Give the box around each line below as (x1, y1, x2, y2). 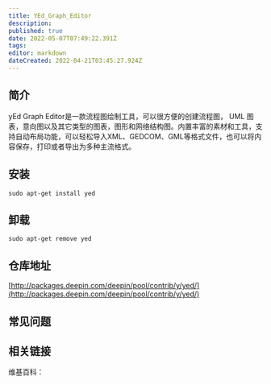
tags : (8, 42, 27, 50)
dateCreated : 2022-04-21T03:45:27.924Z (8, 57, 143, 65)
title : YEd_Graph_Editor (8, 11, 92, 20)
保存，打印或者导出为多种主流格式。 (15, 142, 135, 151)
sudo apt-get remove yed (8, 235, 92, 243)
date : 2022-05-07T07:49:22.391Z (8, 34, 117, 43)
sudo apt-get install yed (8, 189, 95, 197)
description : (8, 19, 52, 27)
